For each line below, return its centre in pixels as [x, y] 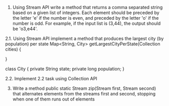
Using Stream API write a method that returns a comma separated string [88, 7]
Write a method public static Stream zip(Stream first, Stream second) [84, 88]
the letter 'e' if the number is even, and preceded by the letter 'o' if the [86, 18]
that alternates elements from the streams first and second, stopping [84, 94]
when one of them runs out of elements [53, 99]
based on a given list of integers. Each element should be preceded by [86, 13]
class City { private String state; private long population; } [65, 69]
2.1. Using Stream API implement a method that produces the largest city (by [84, 38]
